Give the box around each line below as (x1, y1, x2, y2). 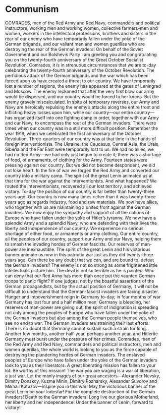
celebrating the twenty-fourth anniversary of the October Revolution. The (5, 67, 155, 73)
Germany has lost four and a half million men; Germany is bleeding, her (5, 299, 150, 305)
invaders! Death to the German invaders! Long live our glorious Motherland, (5, 394, 160, 400)
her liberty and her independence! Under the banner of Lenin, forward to (5, 399, 154, 405)
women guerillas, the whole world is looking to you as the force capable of (5, 346, 158, 353)
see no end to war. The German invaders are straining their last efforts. (5, 320, 150, 326)
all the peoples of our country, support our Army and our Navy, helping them (5, 236, 162, 241)
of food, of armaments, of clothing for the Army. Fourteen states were (5, 157, 148, 163)
